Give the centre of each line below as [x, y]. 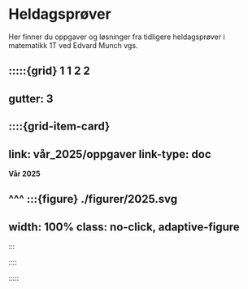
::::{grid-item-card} [59, 127]
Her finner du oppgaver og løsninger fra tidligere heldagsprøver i [117, 37]
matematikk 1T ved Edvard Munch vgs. [73, 45]
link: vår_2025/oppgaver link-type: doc [110, 154]
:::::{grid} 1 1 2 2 [50, 71]
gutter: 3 [31, 99]
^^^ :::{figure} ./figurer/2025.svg [93, 199]
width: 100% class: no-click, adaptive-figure [124, 227]
